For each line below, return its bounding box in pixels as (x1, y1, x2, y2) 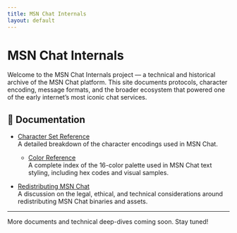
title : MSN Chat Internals (7, 10, 87, 18)
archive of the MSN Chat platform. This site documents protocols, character (7, 78, 228, 87)
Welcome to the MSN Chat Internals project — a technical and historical (7, 71, 216, 79)
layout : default (7, 17, 55, 24)
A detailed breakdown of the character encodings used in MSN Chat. (17, 140, 219, 148)
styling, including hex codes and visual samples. (28, 169, 169, 177)
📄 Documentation (7, 114, 86, 126)
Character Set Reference (17, 132, 90, 141)
